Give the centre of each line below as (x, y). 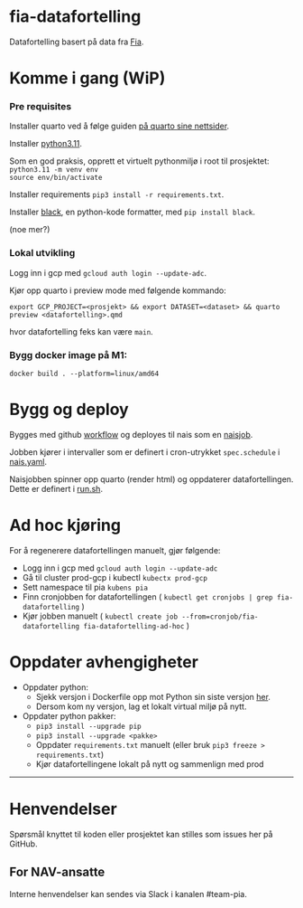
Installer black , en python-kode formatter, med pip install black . (132, 212)
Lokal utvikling (42, 253)
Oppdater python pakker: (69, 715)
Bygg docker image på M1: (69, 355)
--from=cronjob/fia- (220, 617)
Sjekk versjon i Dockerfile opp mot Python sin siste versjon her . (153, 696)
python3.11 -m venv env (54, 170)
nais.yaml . (28, 461)
